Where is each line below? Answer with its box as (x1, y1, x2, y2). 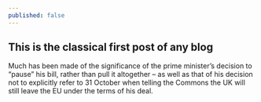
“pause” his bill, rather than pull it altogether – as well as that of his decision (8, 70, 253, 79)
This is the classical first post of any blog (8, 41, 214, 54)
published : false (8, 11, 65, 20)
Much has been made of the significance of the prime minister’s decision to (8, 61, 253, 71)
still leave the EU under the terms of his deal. (8, 86, 153, 96)
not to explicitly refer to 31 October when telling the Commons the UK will (8, 78, 246, 87)
